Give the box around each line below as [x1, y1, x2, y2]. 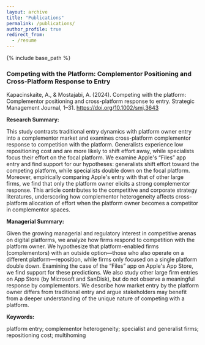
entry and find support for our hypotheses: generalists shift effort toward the [6, 161, 199, 168]
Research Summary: [6, 116, 60, 123]
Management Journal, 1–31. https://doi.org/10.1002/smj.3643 [6, 104, 159, 112]
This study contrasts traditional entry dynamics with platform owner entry [6, 128, 192, 135]
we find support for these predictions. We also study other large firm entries [6, 269, 198, 276]
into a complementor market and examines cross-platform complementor [6, 134, 191, 142]
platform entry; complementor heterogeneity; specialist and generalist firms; [6, 325, 199, 333]
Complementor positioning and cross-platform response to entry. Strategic [6, 97, 195, 105]
